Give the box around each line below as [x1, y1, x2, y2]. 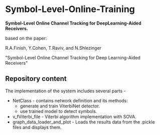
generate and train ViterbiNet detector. [20, 103, 100, 109]
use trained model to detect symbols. [20, 108, 97, 114]
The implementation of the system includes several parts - [5, 88, 126, 94]
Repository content [5, 74, 67, 83]
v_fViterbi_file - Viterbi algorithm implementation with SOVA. [12, 113, 137, 119]
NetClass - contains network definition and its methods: [12, 97, 128, 103]
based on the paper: [5, 35, 47, 41]
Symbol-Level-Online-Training [5, 4, 135, 15]
